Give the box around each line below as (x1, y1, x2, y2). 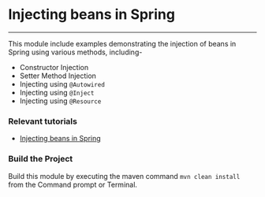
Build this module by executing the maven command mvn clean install (8, 171, 241, 180)
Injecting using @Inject (19, 87, 95, 97)
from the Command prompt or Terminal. (8, 180, 138, 189)
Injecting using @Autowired (19, 79, 105, 88)
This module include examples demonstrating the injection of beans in (8, 39, 237, 48)
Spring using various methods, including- (8, 47, 143, 57)
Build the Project (8, 154, 73, 165)
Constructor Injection (19, 62, 89, 72)
